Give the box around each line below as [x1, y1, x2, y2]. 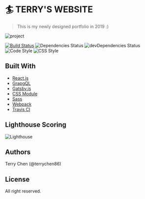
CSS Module [12, 90, 38, 96]
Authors [5, 148, 31, 156]
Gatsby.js [12, 85, 31, 91]
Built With [5, 62, 36, 70]
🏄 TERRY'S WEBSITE [5, 4, 93, 15]
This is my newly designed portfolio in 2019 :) [17, 23, 109, 29]
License [5, 175, 30, 183]
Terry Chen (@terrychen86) [5, 161, 61, 167]
